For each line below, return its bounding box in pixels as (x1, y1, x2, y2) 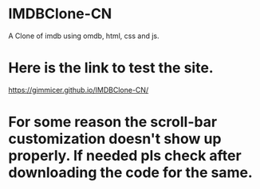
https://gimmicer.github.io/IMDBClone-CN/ (8, 85, 149, 94)
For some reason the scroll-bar (8, 113, 218, 131)
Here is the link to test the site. (8, 59, 214, 77)
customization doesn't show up (8, 130, 222, 148)
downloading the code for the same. (8, 164, 253, 182)
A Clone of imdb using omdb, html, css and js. (8, 31, 160, 40)
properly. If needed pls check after (8, 147, 242, 165)
